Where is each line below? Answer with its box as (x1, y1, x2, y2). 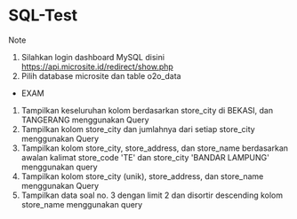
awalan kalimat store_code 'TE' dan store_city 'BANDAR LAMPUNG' (20, 152, 270, 162)
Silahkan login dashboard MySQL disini (20, 51, 165, 62)
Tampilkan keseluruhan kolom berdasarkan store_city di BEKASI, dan (20, 105, 273, 115)
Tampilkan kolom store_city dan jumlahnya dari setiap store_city (20, 123, 255, 134)
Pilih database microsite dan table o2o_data (20, 70, 181, 81)
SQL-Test (8, 5, 78, 26)
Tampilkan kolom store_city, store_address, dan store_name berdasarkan (20, 143, 289, 153)
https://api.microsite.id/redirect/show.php (20, 61, 174, 72)
